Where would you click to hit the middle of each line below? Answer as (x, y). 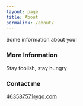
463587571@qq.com (32, 96)
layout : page (22, 12)
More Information (32, 55)
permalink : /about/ (30, 23)
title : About (22, 17)
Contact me (23, 83)
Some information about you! (41, 40)
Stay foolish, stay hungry (36, 68)
